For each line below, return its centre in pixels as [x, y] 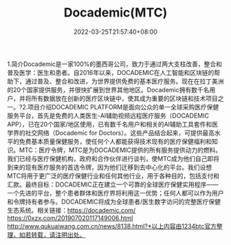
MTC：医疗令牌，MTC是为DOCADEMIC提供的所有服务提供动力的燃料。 [120, 150]
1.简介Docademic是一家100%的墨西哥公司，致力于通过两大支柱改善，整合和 [114, 64]
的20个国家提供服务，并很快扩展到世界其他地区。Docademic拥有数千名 [108, 89]
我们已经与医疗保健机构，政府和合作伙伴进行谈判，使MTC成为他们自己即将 [113, 158]
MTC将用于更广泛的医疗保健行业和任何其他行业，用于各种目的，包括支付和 [113, 175]
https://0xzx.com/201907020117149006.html [70, 217]
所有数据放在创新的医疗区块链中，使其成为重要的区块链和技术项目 [124, 98]
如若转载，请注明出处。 [52, 235]
